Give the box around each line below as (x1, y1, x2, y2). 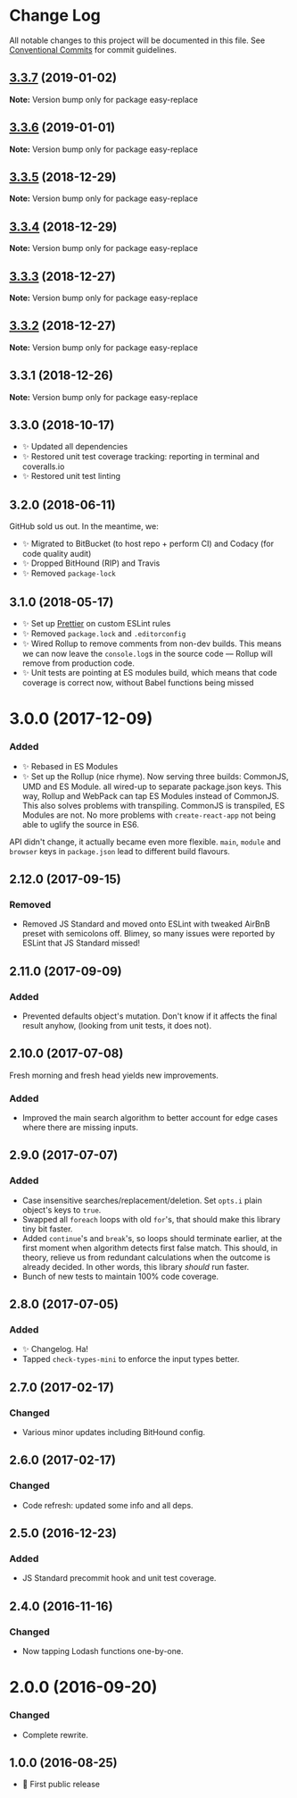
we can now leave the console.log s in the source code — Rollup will (21, 649, 274, 660)
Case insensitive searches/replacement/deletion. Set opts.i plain (21, 1195, 263, 1206)
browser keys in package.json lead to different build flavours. (9, 845, 230, 856)
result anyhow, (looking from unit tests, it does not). (21, 1020, 212, 1030)
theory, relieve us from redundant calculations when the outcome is (21, 1252, 271, 1263)
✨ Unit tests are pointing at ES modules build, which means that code (21, 668, 278, 678)
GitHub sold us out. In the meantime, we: (9, 521, 159, 532)
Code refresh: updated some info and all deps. (21, 1500, 194, 1510)
